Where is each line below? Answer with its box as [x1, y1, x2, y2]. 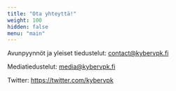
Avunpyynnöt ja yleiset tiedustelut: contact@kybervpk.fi [7, 49, 169, 57]
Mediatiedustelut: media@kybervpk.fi [7, 62, 116, 71]
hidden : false [7, 23, 49, 30]
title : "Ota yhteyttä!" [7, 10, 77, 17]
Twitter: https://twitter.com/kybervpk [7, 76, 114, 85]
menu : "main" [7, 29, 46, 37]
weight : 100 [7, 17, 42, 24]
